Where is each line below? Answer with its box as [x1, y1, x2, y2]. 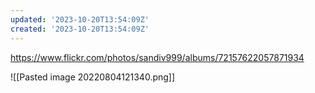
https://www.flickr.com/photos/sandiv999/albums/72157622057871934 [10, 51, 305, 63]
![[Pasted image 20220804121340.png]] [10, 71, 176, 83]
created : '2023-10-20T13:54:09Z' [10, 24, 150, 34]
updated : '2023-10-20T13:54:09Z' [10, 14, 150, 25]
